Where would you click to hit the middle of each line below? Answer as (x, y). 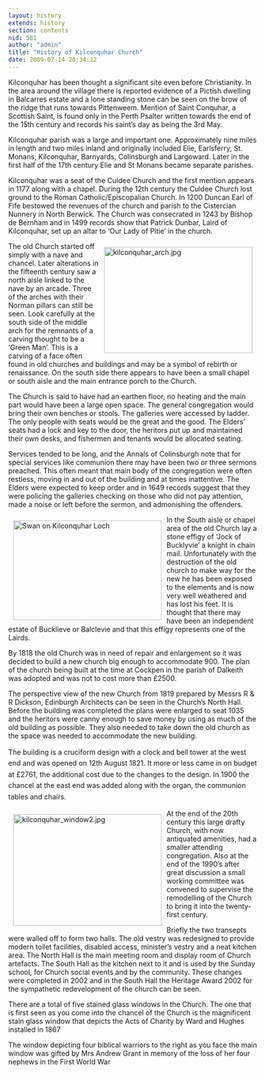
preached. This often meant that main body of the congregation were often (130, 470)
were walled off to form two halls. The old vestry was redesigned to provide (131, 938)
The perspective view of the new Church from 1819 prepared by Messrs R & (131, 694)
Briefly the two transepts (206, 930)
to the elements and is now (210, 587)
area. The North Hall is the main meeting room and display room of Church (130, 955)
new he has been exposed (210, 579)
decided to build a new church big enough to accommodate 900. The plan (129, 661)
